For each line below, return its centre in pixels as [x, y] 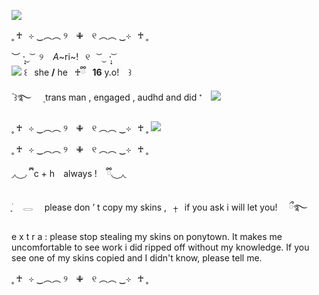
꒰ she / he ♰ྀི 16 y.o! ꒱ [78, 72]
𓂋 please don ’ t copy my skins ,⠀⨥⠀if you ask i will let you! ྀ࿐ [165, 207]
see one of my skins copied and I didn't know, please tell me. [137, 258]
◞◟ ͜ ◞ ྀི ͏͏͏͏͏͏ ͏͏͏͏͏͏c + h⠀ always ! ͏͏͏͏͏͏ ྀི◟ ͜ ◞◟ [69, 173]
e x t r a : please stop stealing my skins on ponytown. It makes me [147, 236]
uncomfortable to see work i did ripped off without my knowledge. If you [160, 247]
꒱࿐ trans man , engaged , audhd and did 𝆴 [108, 97]
